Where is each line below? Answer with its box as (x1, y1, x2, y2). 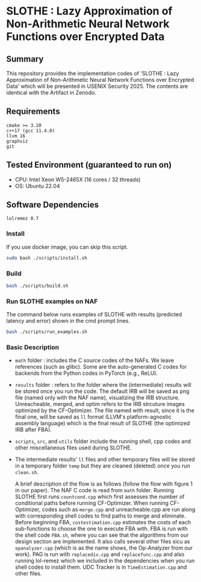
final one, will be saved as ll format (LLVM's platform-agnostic (14, 413, 172, 421)
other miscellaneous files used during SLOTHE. (14, 444, 132, 451)
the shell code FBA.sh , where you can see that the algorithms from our (14, 531, 189, 539)
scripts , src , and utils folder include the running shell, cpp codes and (14, 438, 191, 445)
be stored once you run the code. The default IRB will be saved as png (14, 387, 190, 395)
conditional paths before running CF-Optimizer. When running (14, 499, 169, 507)
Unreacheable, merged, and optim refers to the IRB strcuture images (14, 401, 185, 408)
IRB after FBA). (14, 426, 52, 433)
